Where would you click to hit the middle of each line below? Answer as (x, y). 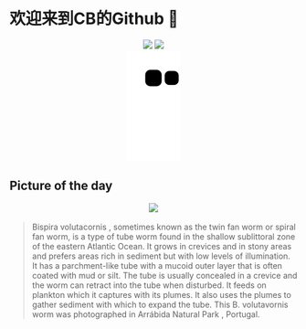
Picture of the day (61, 186)
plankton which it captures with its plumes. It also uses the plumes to (162, 294)
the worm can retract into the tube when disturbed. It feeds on (149, 285)
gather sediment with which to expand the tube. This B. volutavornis (160, 304)
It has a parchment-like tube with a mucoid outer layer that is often (157, 265)
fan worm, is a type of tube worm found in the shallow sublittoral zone (164, 236)
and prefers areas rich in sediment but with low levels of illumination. (161, 256)
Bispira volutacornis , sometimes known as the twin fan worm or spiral (164, 227)
